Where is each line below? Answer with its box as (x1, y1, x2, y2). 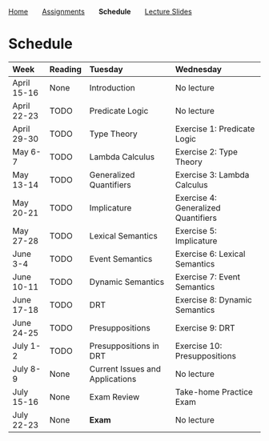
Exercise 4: (175, 192, 218, 203)
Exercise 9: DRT (175, 322, 235, 333)
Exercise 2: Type (175, 146, 239, 157)
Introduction (89, 82, 135, 93)
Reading (49, 63, 82, 74)
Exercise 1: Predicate (175, 123, 255, 134)
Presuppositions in (89, 340, 160, 351)
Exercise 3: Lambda (175, 169, 250, 180)
